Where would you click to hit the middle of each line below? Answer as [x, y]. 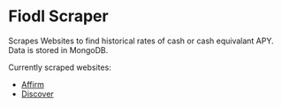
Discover [37, 94]
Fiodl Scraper [58, 16]
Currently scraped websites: [60, 67]
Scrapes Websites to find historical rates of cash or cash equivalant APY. [141, 41]
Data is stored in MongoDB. [58, 50]
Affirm [33, 84]
